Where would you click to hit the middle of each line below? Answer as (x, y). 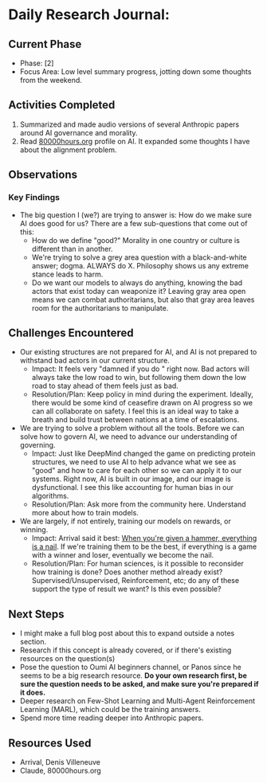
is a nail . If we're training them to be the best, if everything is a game (144, 546)
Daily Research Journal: (89, 15)
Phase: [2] (37, 63)
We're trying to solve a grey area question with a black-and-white (139, 257)
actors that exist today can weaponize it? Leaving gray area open (139, 291)
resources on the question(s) (67, 659)
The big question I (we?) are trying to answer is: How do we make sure (136, 215)
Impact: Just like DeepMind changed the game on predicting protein (143, 454)
